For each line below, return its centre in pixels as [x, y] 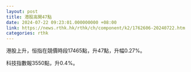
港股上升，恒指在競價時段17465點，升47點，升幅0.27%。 [76, 51]
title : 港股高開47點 [29, 17]
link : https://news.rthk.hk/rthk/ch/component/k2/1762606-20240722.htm [95, 28]
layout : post [22, 11]
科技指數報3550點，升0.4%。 [42, 63]
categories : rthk [27, 33]
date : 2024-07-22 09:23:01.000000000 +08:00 [61, 22]
